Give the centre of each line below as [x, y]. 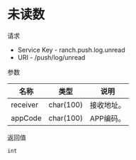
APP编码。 [107, 118]
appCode [26, 118]
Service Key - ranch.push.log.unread [71, 50]
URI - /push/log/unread [51, 57]
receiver [25, 105]
